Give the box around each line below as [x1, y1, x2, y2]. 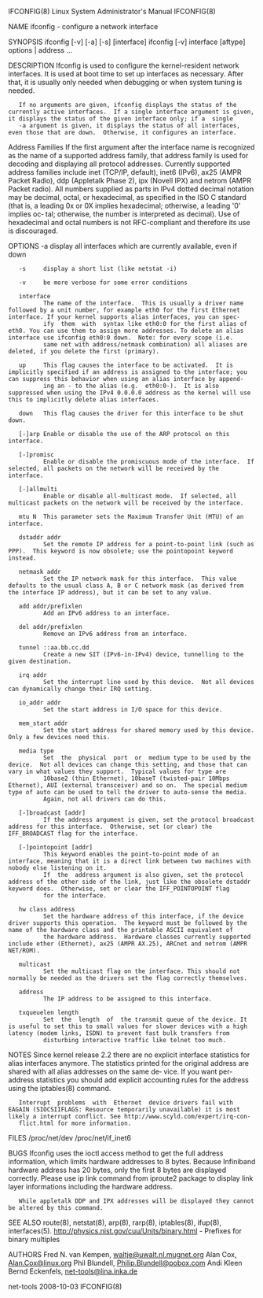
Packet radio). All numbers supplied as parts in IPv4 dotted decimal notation [8, 184, 254, 194]
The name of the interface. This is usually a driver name [42, 299, 244, 307]
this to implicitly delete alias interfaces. [8, 396, 159, 404]
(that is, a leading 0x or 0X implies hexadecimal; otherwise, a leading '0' [8, 201, 241, 210]
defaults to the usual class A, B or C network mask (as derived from [8, 582, 244, 590]
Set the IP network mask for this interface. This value [42, 575, 237, 582]
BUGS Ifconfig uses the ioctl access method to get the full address [8, 1148, 224, 1158]
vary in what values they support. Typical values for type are [8, 767, 226, 775]
